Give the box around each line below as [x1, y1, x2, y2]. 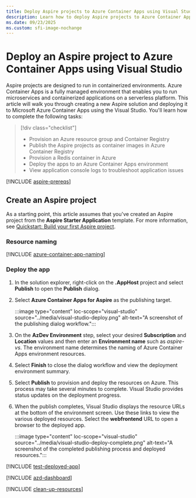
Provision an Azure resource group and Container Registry [29, 136, 170, 143]
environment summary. [14, 368, 71, 375]
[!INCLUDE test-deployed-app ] [6, 463, 80, 470]
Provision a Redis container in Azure [29, 154, 117, 162]
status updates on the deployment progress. [14, 391, 121, 399]
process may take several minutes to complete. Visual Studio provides [14, 385, 184, 392]
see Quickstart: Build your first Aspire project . [6, 223, 116, 230]
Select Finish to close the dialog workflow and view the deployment [14, 361, 178, 369]
